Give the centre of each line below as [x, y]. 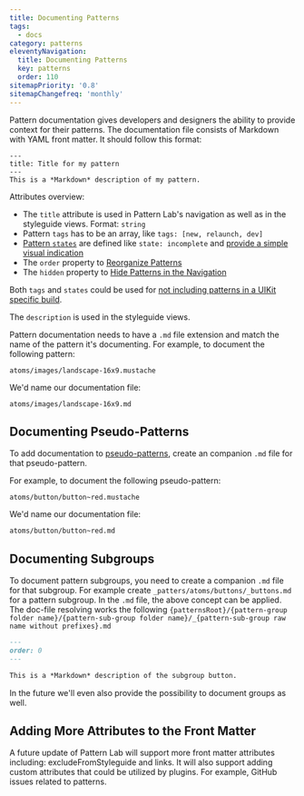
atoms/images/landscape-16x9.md [70, 404]
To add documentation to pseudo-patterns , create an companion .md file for [151, 453]
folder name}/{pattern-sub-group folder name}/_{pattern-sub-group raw [147, 619]
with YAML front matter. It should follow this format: [106, 139]
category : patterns [46, 43]
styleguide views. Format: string [84, 224]
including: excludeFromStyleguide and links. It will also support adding [141, 762]
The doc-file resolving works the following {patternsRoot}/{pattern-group [148, 610]
